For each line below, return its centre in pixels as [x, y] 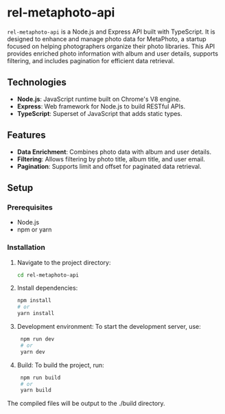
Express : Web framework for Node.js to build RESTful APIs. [101, 106]
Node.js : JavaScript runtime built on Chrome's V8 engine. [99, 99]
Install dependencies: [47, 288]
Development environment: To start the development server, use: [109, 327]
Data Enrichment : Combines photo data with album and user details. [114, 152]
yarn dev [33, 352]
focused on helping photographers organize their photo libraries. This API [111, 46]
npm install [34, 301]
